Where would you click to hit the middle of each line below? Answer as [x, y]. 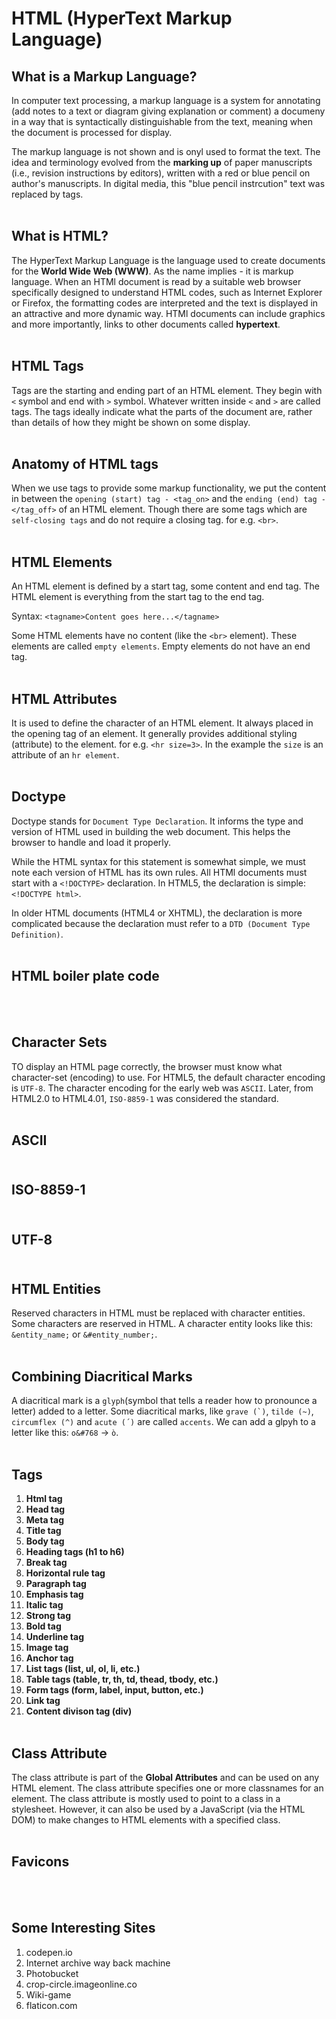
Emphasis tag [54, 1594]
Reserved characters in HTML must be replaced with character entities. [158, 1313]
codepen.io [49, 1952]
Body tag [45, 1541]
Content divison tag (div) [79, 1711]
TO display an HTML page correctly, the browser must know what [147, 1066]
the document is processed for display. [92, 132]
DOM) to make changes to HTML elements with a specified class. [146, 1819]
